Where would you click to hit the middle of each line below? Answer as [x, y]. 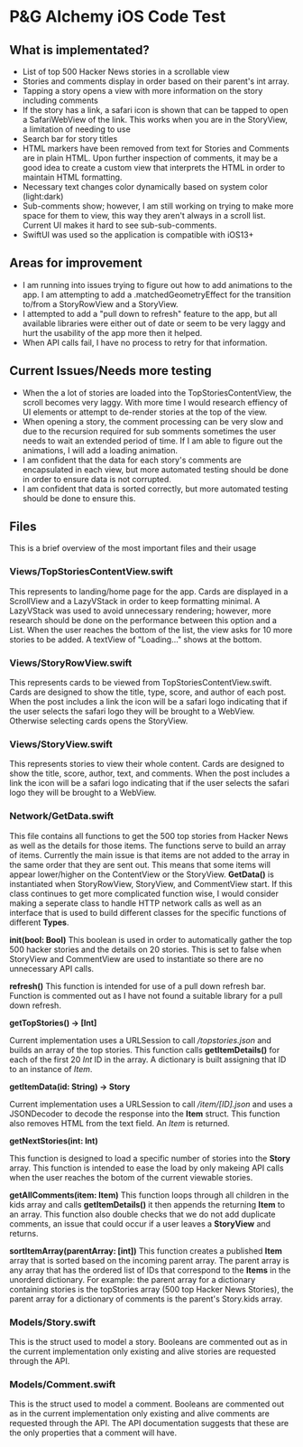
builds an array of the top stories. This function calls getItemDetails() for [145, 1050]
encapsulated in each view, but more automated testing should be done [155, 469]
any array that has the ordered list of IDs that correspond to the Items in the [150, 1270]
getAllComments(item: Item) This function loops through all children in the [149, 1195]
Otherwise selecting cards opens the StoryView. [99, 721]
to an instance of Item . [51, 1069]
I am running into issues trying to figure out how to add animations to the [157, 285]
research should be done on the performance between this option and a [143, 620]
